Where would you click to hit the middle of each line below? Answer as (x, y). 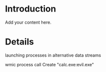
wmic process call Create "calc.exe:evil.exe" (49, 64)
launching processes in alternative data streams (53, 55)
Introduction (31, 9)
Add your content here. (28, 22)
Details (19, 42)
